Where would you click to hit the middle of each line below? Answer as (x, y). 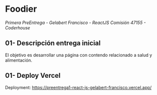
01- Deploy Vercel (33, 76)
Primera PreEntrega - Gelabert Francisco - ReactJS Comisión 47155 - (76, 23)
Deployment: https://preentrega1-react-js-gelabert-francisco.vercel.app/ (78, 87)
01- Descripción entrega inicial (53, 43)
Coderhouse (18, 27)
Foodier (21, 9)
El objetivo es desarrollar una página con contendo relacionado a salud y (78, 55)
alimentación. (19, 60)
